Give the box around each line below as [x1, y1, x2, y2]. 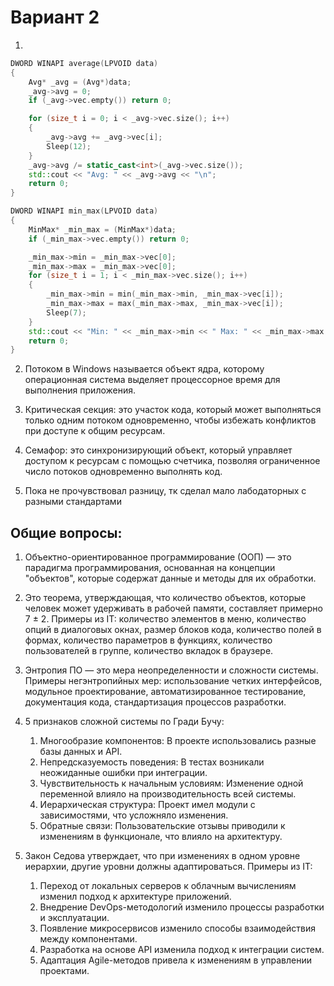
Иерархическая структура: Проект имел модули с [39, 799, 256, 811]
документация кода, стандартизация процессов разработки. [24, 696, 287, 708]
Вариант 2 [10, 6, 100, 29]
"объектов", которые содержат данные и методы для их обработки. [24, 572, 317, 585]
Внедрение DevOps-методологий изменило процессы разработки [39, 901, 325, 913]
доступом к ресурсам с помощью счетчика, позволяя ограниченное [24, 455, 321, 467]
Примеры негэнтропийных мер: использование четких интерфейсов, [24, 675, 323, 687]
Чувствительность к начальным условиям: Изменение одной [39, 777, 304, 790]
